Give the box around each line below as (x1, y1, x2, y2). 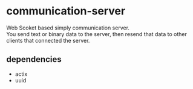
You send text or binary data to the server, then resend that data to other (6, 30, 188, 37)
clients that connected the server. (6, 37, 90, 44)
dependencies (6, 54, 62, 64)
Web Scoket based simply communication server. (6, 24, 130, 31)
